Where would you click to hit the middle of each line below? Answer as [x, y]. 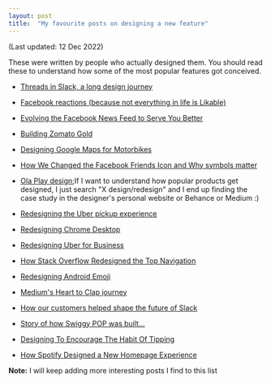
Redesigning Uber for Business [72, 245]
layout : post [30, 16]
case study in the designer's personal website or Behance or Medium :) [140, 198]
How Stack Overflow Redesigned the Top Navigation [108, 261]
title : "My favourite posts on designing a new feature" [108, 23]
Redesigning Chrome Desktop [70, 229]
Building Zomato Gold [56, 134]
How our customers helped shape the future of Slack [109, 308]
